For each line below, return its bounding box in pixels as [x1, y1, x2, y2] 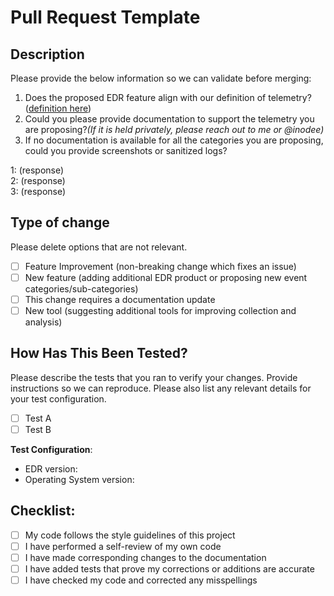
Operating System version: [24, 474, 135, 485]
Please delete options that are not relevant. [10, 241, 188, 253]
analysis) [24, 316, 63, 328]
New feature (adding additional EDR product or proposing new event [24, 271, 308, 283]
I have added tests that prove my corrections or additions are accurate [24, 563, 315, 575]
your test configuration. [10, 392, 107, 405]
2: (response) [10, 175, 66, 186]
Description [10, 46, 85, 63]
